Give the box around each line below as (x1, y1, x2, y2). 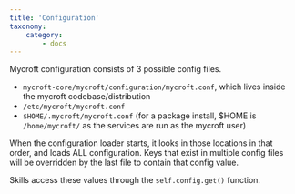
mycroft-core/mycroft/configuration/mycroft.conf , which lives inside (22, 81, 286, 92)
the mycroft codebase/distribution (22, 91, 151, 102)
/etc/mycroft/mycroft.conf (22, 102, 126, 112)
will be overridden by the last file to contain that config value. (9, 157, 239, 168)
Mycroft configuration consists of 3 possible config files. (9, 64, 221, 75)
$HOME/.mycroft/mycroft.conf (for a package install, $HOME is (22, 110, 257, 121)
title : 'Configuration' (9, 13, 100, 23)
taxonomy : (9, 22, 47, 31)
